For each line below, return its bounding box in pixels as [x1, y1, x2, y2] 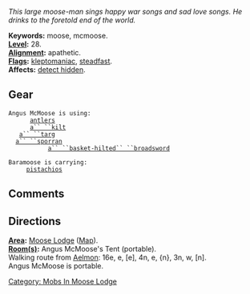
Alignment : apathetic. [8, 48, 82, 57]
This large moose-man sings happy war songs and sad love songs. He [8, 7, 243, 16]
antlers [29, 116, 56, 124]
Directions [8, 214, 62, 228]
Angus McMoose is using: [8, 109, 91, 117]
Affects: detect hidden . [8, 65, 86, 75]
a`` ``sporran [15, 137, 62, 145]
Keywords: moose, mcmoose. [8, 31, 108, 40]
